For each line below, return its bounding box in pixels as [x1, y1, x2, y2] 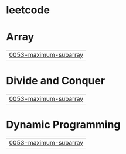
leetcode [6, 4, 50, 17]
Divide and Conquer [6, 74, 105, 88]
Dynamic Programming [6, 118, 121, 132]
